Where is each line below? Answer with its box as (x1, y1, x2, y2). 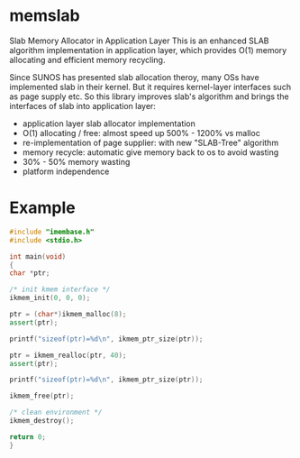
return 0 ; (9, 432, 47, 442)
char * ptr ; (9, 269, 50, 278)
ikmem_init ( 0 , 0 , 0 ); (9, 294, 91, 303)
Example (9, 197, 76, 218)
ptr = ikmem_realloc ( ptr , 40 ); (9, 351, 127, 360)
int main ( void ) (9, 252, 67, 261)
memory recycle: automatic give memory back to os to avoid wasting (22, 146, 279, 158)
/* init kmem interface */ (9, 285, 111, 294)
